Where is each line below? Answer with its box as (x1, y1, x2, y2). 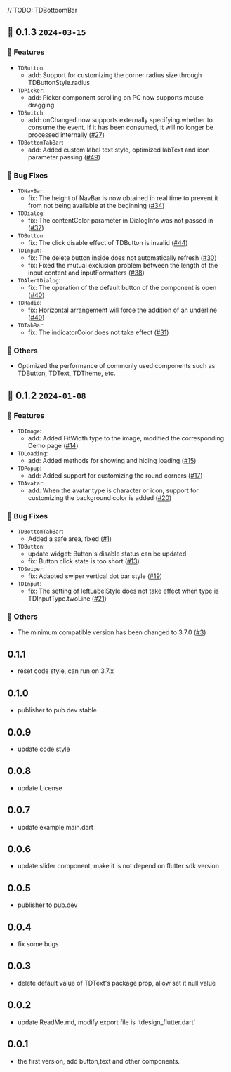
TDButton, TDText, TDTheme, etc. (17, 369, 116, 378)
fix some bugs (17, 940, 59, 948)
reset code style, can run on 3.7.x (17, 667, 114, 675)
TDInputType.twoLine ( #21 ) (27, 594, 107, 603)
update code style (17, 745, 70, 753)
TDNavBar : (17, 186, 46, 195)
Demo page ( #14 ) (27, 441, 79, 450)
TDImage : (17, 426, 42, 435)
